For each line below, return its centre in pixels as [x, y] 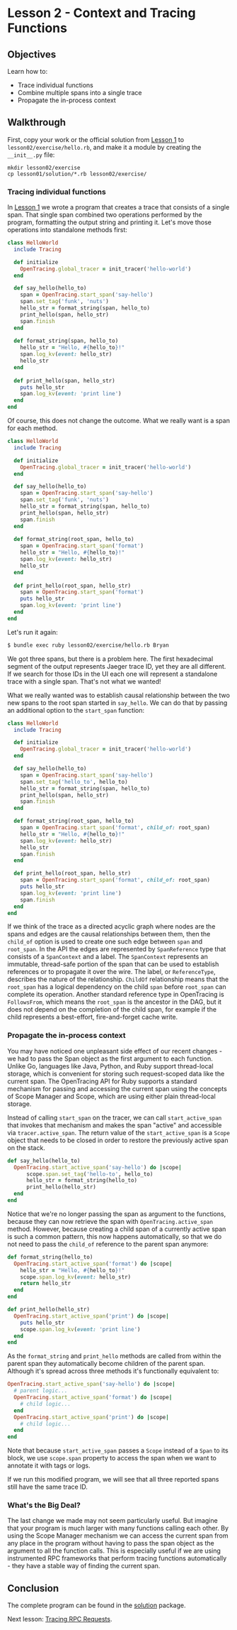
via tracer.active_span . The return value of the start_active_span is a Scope [118, 1132]
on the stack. [27, 1147]
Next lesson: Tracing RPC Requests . [60, 1619]
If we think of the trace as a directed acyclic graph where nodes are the [111, 926]
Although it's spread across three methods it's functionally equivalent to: [113, 1371]
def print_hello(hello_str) [49, 1310]
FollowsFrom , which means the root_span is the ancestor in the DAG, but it [114, 1002]
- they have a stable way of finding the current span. [84, 1566]
